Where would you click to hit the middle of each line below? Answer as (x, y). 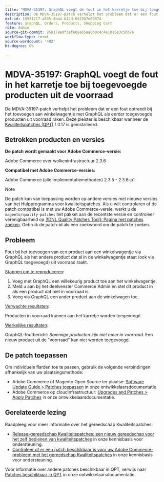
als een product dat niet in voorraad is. (51, 292)
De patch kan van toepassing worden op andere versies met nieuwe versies (81, 199)
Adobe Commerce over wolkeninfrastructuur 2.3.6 (56, 161)
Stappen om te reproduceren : (35, 272)
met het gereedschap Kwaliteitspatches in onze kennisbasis (92, 455)
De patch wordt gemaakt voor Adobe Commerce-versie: (63, 152)
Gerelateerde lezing (36, 413)
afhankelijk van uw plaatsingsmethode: (44, 372)
